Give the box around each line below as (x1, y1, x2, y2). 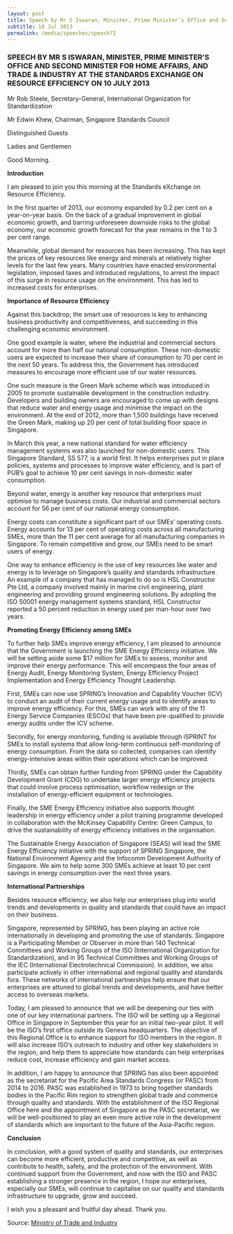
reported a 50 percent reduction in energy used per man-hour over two (7, 605, 212, 613)
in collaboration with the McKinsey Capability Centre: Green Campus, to (7, 818, 213, 826)
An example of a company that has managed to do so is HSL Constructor (7, 575, 216, 583)
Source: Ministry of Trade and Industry (7, 1218, 118, 1226)
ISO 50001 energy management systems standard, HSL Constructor (7, 597, 201, 606)
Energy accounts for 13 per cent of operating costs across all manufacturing (7, 525, 225, 533)
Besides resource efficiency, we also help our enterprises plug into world (7, 895, 216, 903)
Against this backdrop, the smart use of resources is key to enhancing (7, 310, 207, 318)
